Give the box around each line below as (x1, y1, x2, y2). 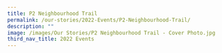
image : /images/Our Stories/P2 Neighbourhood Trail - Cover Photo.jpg (7, 29, 216, 36)
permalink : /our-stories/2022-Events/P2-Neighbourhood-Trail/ (7, 17, 191, 23)
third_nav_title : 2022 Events (7, 36, 95, 43)
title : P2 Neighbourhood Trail (7, 10, 98, 17)
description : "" (7, 23, 54, 30)
